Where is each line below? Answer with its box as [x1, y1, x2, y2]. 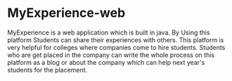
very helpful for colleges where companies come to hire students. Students [7, 43, 226, 51]
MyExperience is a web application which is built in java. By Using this [7, 28, 210, 37]
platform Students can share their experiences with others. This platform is [7, 35, 224, 44]
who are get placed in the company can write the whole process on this [7, 51, 215, 59]
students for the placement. [7, 66, 88, 74]
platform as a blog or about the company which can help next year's [7, 58, 205, 66]
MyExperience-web [7, 5, 126, 21]
